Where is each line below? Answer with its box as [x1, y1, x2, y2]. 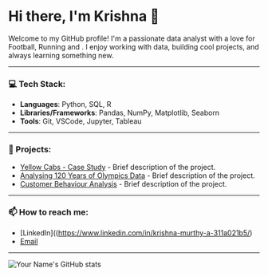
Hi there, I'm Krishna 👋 [8, 7, 160, 26]
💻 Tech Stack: [8, 78, 66, 89]
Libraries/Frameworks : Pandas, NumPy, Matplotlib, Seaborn [19, 108, 220, 118]
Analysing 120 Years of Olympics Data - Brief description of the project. [19, 171, 255, 180]
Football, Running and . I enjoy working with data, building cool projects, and [8, 41, 259, 51]
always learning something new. [8, 50, 114, 60]
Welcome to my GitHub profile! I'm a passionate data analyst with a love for [8, 34, 255, 43]
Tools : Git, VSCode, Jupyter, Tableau [19, 116, 142, 126]
